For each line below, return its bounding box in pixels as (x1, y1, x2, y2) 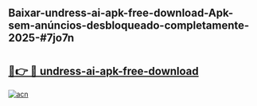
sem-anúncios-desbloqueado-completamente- (8, 19, 250, 33)
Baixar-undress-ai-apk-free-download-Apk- (8, 6, 233, 20)
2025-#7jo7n (8, 31, 75, 45)
